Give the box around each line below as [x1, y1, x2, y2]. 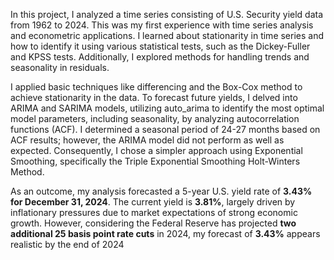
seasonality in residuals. [10, 62, 110, 73]
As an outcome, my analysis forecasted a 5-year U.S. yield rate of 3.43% [10, 185, 313, 197]
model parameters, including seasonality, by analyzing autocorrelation [10, 113, 300, 124]
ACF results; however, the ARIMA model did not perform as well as [10, 134, 285, 146]
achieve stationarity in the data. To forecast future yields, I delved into [10, 92, 298, 103]
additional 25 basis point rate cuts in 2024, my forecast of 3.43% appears [10, 228, 321, 239]
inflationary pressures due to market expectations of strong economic [10, 207, 298, 218]
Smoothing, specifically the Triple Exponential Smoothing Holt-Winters [10, 155, 301, 167]
